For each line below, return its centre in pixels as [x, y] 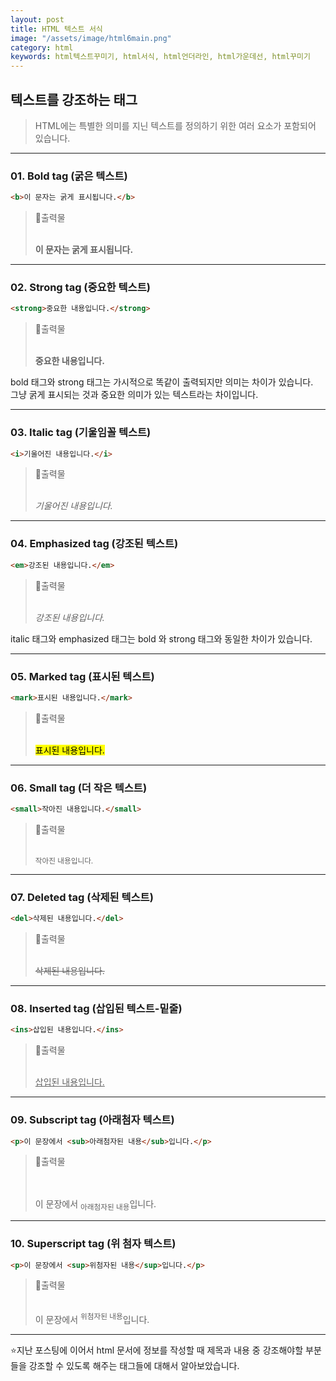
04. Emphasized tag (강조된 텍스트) [94, 544]
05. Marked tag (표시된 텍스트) [82, 676]
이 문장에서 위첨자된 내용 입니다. [92, 1319]
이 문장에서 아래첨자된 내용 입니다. [95, 1205]
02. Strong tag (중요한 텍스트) [80, 288]
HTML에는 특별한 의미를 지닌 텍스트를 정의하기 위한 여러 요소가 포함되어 [175, 125]
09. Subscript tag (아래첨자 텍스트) [92, 1120]
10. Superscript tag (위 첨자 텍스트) [93, 1244]
